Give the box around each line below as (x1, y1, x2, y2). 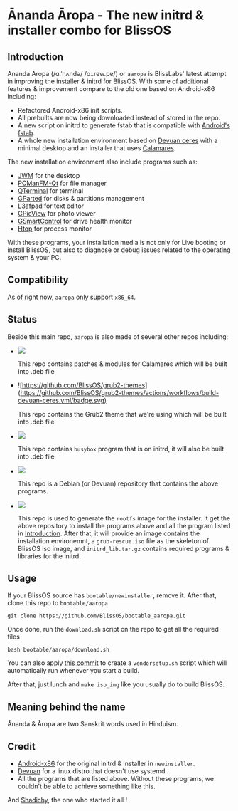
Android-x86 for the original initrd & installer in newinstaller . (17, 759, 195, 768)
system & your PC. (7, 253, 62, 261)
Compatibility (7, 274, 69, 286)
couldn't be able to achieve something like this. (17, 782, 156, 790)
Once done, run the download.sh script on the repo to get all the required (7, 625, 219, 634)
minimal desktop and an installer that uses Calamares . (17, 144, 176, 152)
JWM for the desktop (17, 172, 80, 179)
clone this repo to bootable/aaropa (7, 599, 109, 607)
